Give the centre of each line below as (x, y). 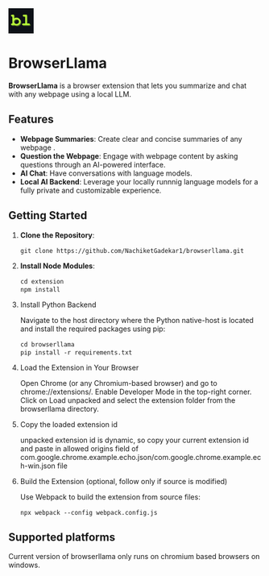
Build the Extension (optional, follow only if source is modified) (124, 481)
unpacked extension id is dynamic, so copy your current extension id (134, 440)
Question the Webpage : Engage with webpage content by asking (129, 155)
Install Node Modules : (57, 266)
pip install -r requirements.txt (76, 352)
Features (31, 120)
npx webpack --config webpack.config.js (89, 512)
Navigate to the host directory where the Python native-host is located (137, 320)
